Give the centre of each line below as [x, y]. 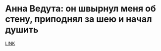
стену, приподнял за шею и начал [79, 19]
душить [22, 30]
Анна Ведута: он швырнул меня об [80, 9]
